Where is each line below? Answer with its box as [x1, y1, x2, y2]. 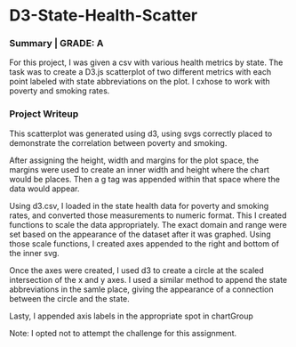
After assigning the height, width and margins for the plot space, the [9, 155, 260, 165]
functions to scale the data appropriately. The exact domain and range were [9, 219, 287, 230]
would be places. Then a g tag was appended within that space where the [9, 173, 280, 184]
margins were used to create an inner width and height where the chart [9, 164, 269, 174]
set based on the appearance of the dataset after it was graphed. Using [9, 229, 271, 239]
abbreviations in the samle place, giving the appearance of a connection [9, 284, 274, 295]
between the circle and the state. [9, 293, 131, 303]
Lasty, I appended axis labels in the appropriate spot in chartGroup [9, 311, 253, 321]
